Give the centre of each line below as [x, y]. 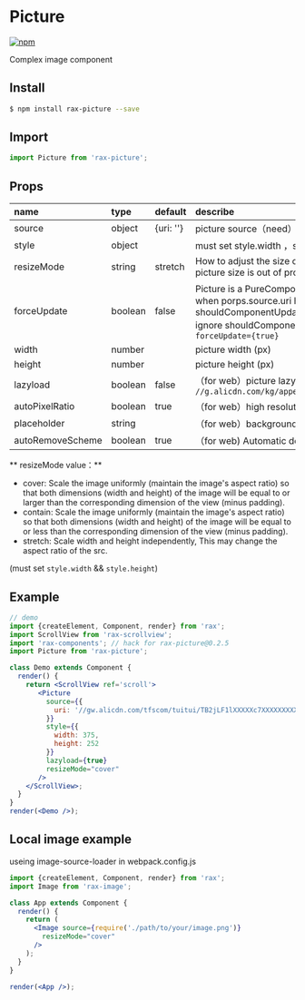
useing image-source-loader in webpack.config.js [103, 861]
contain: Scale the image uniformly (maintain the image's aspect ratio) [153, 512]
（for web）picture [236, 381]
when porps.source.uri [243, 301]
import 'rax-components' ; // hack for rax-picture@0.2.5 [119, 643]
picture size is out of [238, 272]
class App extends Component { [69, 903]
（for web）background [246, 424]
